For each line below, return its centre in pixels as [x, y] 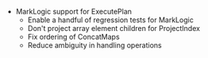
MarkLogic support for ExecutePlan [74, 12]
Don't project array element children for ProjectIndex [114, 28]
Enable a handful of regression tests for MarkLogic [111, 20]
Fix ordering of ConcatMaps [74, 37]
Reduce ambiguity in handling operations [94, 45]
